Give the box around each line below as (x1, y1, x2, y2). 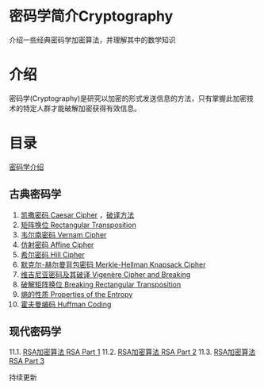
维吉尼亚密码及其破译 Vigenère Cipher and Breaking (20, 269, 191, 279)
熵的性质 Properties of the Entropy (20, 289, 133, 298)
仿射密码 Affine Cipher (20, 240, 94, 249)
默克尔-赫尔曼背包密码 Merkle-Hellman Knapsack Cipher (20, 260, 206, 269)
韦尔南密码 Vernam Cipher (20, 229, 107, 239)
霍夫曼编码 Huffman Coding (20, 299, 112, 309)
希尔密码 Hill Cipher (20, 249, 86, 259)
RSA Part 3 (9, 356, 45, 366)
